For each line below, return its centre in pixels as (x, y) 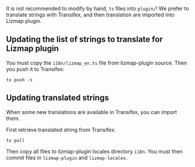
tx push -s (19, 80)
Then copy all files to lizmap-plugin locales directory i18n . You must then (95, 151)
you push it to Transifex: (35, 69)
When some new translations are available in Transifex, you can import (92, 112)
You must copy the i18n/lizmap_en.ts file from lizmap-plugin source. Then (97, 63)
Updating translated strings (58, 98)
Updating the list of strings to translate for (85, 40)
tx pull (16, 141)
